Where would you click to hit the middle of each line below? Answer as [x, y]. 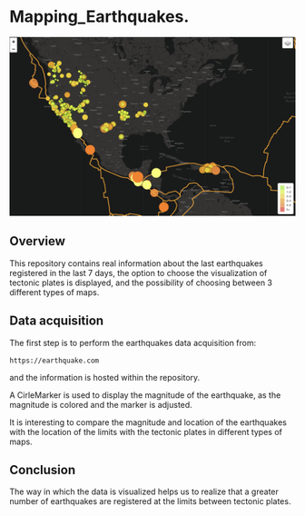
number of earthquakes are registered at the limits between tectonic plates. [150, 501]
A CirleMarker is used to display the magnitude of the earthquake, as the [145, 395]
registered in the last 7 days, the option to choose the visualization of [138, 273]
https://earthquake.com [54, 361]
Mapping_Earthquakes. [99, 17]
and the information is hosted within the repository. [105, 377]
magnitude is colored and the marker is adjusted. [101, 404]
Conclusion [43, 470]
